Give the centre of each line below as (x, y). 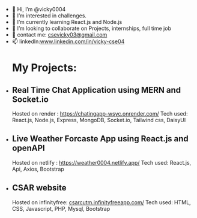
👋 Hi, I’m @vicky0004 (39, 9)
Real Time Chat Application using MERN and (96, 90)
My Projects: (44, 68)
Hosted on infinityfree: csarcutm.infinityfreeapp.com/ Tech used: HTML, (101, 202)
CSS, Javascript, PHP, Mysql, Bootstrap (61, 208)
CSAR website (39, 188)
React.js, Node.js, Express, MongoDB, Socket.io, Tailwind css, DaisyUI (99, 120)
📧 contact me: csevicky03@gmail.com (59, 35)
